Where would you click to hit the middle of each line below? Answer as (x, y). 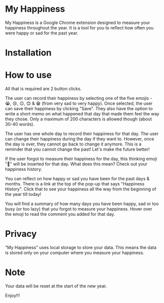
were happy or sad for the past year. (42, 33)
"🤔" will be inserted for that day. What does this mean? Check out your (76, 164)
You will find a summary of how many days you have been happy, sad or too (82, 204)
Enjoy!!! (13, 295)
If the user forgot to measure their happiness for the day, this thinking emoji (81, 159)
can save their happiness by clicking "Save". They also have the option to (79, 109)
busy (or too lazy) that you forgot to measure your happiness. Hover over (79, 209)
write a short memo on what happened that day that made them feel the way (82, 114)
